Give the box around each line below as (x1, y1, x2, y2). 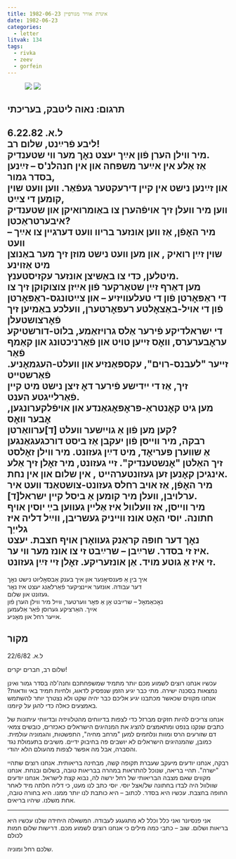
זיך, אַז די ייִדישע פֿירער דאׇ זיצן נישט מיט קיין (7, 380, 188, 392)
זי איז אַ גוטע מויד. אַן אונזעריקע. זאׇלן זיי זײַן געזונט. (7, 556, 216, 568)
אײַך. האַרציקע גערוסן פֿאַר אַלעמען (7, 605, 97, 613)
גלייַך (7, 523, 28, 535)
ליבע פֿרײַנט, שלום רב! (7, 138, 100, 150)
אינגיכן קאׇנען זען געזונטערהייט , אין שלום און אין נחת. (7, 468, 228, 480)
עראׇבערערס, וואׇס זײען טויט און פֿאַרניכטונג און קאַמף (7, 336, 227, 349)
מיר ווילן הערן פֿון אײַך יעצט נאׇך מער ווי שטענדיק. (7, 149, 210, 161)
